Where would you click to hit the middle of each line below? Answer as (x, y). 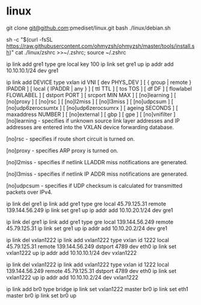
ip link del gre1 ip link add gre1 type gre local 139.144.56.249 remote (90, 222)
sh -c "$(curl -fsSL (29, 39)
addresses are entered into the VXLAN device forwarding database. (90, 127)
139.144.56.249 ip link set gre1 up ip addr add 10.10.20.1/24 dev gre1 (90, 210)
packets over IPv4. (29, 192)
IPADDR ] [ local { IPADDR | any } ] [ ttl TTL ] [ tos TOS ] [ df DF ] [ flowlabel (99, 88)
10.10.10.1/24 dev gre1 (32, 70)
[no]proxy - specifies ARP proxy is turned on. (62, 150)
